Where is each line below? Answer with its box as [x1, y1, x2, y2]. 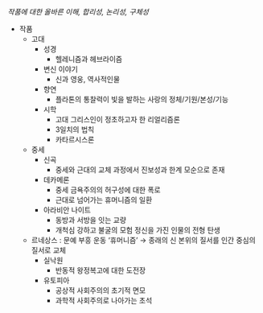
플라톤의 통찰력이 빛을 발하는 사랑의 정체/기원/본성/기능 [55, 95, 229, 104]
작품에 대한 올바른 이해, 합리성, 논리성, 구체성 [7, 7, 150, 16]
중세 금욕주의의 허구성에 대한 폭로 [55, 185, 162, 195]
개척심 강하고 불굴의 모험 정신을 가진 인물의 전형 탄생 [55, 225, 220, 235]
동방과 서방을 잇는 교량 [55, 216, 126, 224]
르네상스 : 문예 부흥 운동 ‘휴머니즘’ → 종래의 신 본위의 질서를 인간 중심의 [31, 236, 257, 245]
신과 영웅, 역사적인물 [55, 75, 121, 84]
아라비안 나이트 [43, 205, 92, 215]
